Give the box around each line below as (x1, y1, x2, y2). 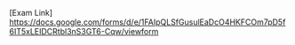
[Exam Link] (9, 8, 53, 18)
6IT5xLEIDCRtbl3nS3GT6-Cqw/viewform (9, 26, 159, 36)
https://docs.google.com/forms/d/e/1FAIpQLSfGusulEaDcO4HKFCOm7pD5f (9, 17, 286, 27)
